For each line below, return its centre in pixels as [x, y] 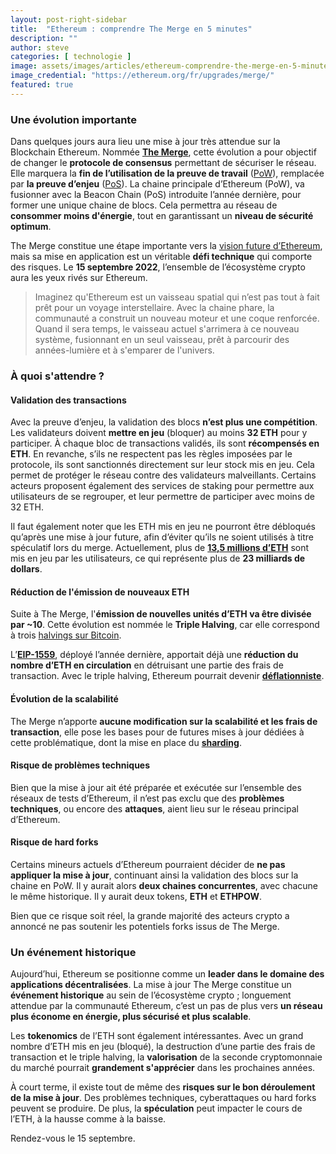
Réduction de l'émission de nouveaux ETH [100, 592]
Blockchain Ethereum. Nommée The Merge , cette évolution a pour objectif [163, 152]
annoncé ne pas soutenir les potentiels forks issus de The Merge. [145, 926]
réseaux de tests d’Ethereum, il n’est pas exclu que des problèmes [147, 798]
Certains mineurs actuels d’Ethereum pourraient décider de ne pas [148, 864]
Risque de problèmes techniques [80, 765]
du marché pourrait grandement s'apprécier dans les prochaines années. [163, 1068]
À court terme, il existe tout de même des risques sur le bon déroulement [163, 1087]
